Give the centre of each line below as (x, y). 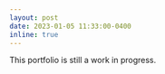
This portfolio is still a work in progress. (83, 60)
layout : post (34, 18)
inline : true (34, 34)
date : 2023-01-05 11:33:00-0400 (70, 26)
